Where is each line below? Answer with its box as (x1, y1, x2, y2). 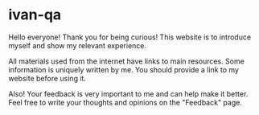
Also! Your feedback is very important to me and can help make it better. (8, 88, 249, 98)
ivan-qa (8, 6, 62, 24)
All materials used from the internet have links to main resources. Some (8, 56, 245, 66)
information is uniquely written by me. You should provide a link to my (8, 64, 240, 74)
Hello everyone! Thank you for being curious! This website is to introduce (8, 32, 252, 42)
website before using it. (8, 73, 87, 83)
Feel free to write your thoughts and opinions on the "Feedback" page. (8, 97, 243, 107)
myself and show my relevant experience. (8, 40, 147, 50)
